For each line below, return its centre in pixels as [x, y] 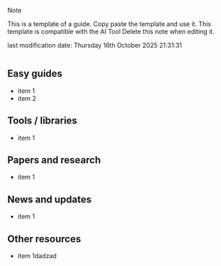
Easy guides [35, 74]
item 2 [27, 98]
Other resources [44, 239]
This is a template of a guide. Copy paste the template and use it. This [109, 24]
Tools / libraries [42, 121]
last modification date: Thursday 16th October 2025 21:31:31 [95, 45]
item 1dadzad [37, 256]
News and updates [50, 199]
